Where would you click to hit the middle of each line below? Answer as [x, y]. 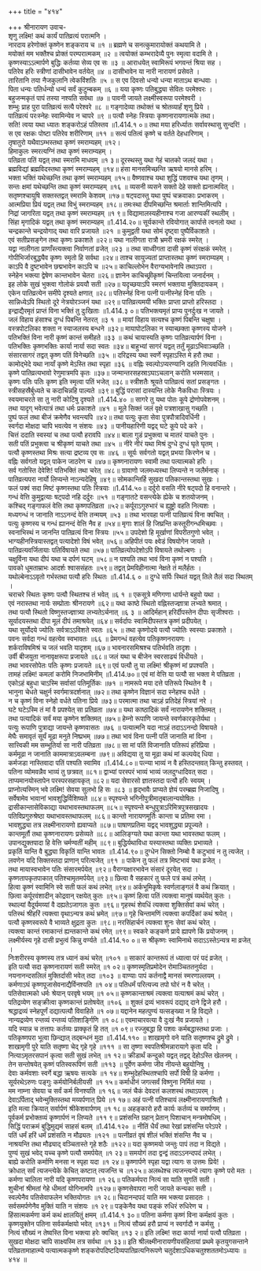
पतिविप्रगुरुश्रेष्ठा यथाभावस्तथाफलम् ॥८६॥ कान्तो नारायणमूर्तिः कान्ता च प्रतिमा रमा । [110, 816]
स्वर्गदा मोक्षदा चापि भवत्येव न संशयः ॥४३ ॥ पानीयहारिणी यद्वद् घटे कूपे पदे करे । [106, 426]
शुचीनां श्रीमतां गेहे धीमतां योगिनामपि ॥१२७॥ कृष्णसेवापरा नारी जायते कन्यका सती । [110, 1188]
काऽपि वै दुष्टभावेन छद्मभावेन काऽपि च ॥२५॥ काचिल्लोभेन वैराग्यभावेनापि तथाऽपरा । [111, 266]
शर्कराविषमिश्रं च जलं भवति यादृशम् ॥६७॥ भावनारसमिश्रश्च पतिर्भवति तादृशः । [103, 648]
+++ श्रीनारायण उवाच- [37, 27]
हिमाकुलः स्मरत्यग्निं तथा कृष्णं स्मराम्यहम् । [60, 151]
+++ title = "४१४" [35, 11]
